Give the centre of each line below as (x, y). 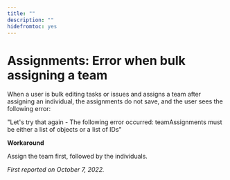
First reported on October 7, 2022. (56, 170)
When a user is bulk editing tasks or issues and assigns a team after (104, 94)
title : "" (21, 13)
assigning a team (57, 75)
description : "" (30, 20)
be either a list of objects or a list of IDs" (65, 130)
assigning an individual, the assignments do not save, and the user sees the (115, 101)
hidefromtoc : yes (32, 26)
